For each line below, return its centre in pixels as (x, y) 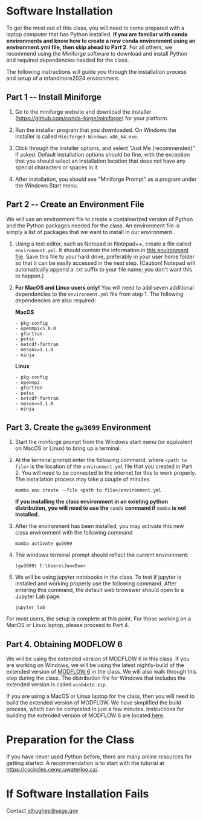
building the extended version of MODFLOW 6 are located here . (85, 715)
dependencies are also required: (55, 300)
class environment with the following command (74, 533)
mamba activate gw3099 (43, 544)
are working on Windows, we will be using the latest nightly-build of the (95, 665)
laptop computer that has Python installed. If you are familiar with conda (97, 34)
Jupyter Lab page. (38, 596)
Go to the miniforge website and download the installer (83, 112)
